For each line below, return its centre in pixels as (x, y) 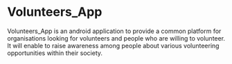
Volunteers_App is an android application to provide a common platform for (114, 31)
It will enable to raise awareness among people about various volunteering (113, 45)
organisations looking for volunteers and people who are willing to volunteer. (116, 38)
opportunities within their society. (55, 53)
